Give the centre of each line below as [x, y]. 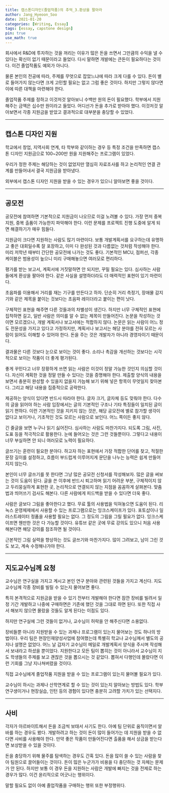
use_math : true [21, 38]
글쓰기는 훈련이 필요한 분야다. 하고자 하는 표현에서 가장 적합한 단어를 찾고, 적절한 [84, 451]
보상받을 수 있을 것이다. [33, 745]
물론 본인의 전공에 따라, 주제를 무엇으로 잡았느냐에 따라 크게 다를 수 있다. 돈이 [81, 76]
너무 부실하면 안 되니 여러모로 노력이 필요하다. [50, 440]
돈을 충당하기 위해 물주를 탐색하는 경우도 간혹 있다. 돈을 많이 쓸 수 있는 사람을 [81, 756]
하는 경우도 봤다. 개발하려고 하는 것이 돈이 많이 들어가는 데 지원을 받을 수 [86, 733]
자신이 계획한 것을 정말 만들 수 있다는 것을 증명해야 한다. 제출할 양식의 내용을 [87, 375]
